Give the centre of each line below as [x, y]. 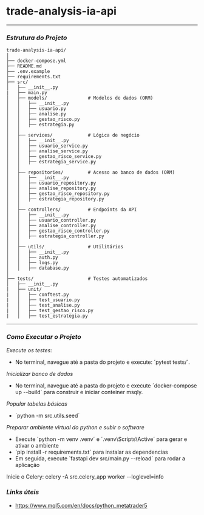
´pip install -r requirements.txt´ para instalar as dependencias [91, 452]
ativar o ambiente [37, 445]
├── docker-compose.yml [36, 61]
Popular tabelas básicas [37, 404]
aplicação [27, 465]
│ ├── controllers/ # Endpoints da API [72, 210]
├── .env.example [28, 72]
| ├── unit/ [24, 290]
